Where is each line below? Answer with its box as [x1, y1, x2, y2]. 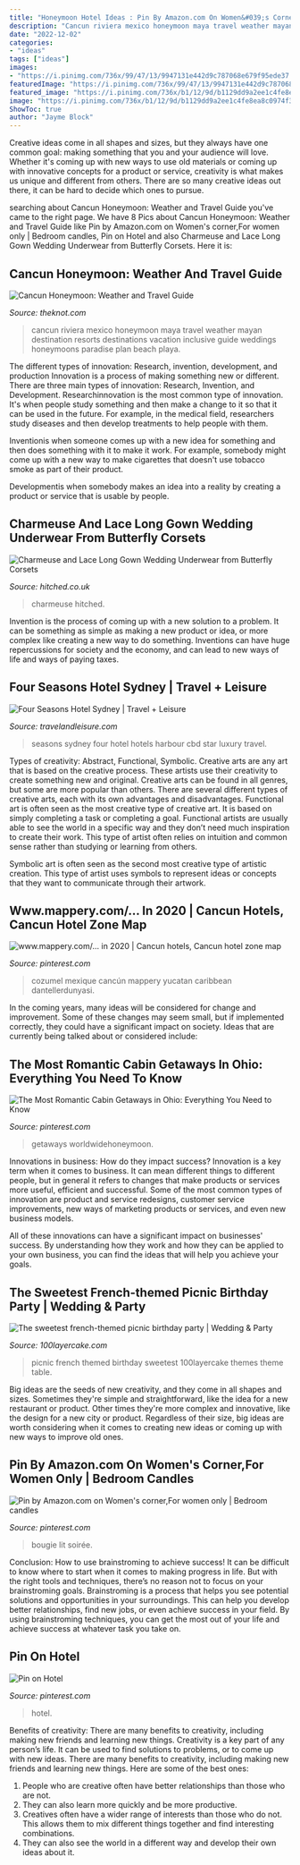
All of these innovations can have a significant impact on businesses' [9, 1231, 263, 1242]
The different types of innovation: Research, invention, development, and [9, 360, 278, 371]
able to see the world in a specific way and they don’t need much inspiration [9, 822, 290, 833]
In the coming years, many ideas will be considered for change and [9, 1003, 256, 1013]
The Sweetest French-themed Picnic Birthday [9, 1284, 270, 1300]
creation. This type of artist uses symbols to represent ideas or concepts [9, 868, 277, 878]
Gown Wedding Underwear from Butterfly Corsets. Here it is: [9, 241, 233, 251]
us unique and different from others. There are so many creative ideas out [9, 175, 281, 186]
